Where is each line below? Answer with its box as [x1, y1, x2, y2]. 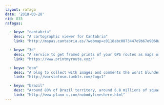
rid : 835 [5, 16, 23, 21]
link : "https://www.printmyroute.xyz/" [14, 57, 95, 62]
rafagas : [5, 21, 23, 26]
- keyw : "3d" [9, 47, 36, 52]
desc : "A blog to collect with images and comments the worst [14, 70, 143, 75]
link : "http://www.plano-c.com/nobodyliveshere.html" [14, 92, 125, 97]
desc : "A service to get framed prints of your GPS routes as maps [14, 52, 154, 57]
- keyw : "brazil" [9, 84, 45, 88]
